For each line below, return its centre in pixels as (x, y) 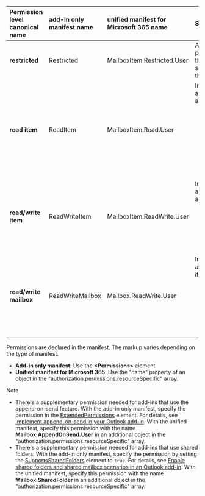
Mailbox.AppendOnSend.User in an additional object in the (90, 434)
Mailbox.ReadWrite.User (142, 296)
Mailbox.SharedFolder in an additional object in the (80, 480)
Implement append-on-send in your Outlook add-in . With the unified (101, 422)
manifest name (71, 27)
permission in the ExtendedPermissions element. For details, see (96, 415)
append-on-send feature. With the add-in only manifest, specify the (100, 409)
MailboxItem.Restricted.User (148, 60)
